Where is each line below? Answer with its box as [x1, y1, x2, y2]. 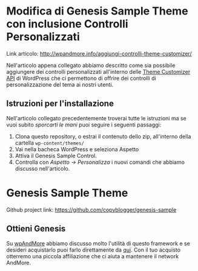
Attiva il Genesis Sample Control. [15, 152, 97, 159]
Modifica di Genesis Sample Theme [6, 4, 189, 18]
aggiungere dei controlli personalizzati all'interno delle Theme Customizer [6, 68, 191, 75]
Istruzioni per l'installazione [6, 99, 114, 109]
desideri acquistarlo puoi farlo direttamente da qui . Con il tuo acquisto [6, 246, 180, 253]
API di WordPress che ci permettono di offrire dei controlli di [6, 74, 156, 82]
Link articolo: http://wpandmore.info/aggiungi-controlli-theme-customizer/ [6, 50, 192, 57]
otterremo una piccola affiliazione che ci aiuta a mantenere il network [6, 252, 179, 260]
